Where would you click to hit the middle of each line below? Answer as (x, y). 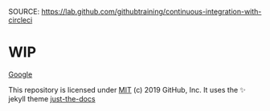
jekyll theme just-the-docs (52, 98)
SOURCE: (24, 12)
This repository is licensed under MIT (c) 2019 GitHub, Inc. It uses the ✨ (127, 89)
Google (20, 74)
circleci (20, 20)
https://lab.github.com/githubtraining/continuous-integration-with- (151, 12)
